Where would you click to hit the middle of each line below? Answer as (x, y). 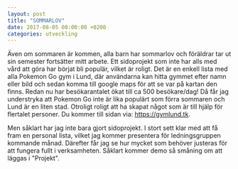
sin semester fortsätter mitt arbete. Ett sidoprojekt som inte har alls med (112, 62)
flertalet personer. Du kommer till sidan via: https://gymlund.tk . (99, 114)
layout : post (27, 14)
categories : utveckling (43, 34)
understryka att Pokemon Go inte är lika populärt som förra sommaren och (116, 99)
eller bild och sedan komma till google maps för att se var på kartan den (113, 84)
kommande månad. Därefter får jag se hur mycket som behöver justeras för (117, 143)
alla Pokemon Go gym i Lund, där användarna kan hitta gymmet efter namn (117, 77)
